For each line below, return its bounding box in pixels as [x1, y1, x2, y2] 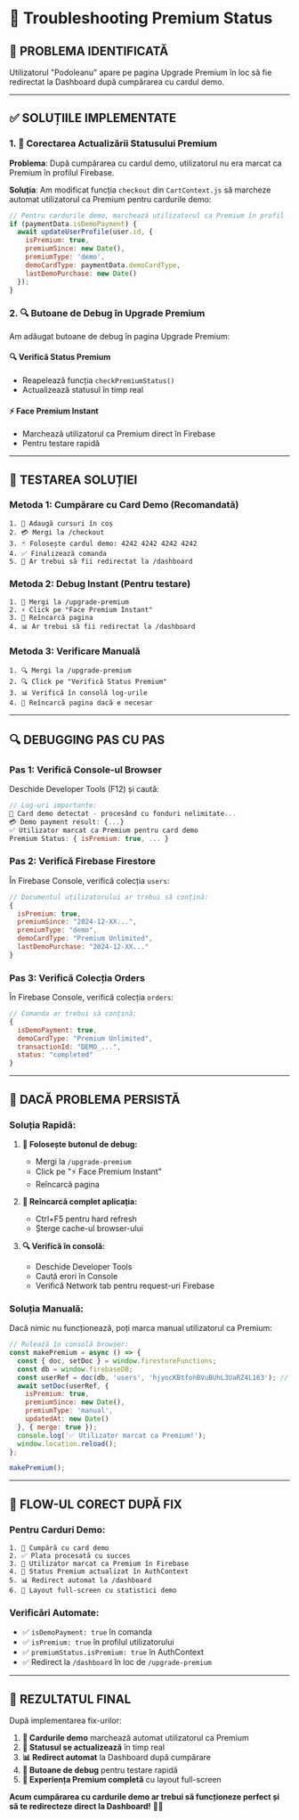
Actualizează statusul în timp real [21, 384, 144, 395]
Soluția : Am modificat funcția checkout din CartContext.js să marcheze [9, 184, 271, 195]
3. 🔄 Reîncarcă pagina [9, 614, 93, 623]
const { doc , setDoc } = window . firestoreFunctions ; [17, 1356, 217, 1366]
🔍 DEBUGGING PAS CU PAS [9, 732, 166, 747]
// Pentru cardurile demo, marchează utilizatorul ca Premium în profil [9, 211, 285, 220]
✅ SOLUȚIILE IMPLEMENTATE [9, 110, 177, 126]
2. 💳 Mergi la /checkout [9, 527, 105, 537]
